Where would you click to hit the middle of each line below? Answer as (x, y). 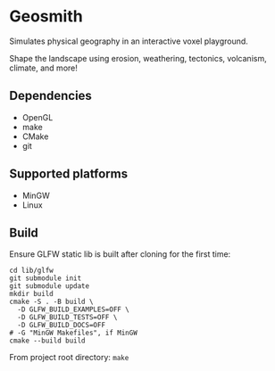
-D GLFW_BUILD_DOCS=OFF (61, 326)
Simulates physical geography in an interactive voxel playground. (129, 41)
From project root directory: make (69, 358)
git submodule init (46, 278)
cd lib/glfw (31, 271)
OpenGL (37, 117)
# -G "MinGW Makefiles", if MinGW (74, 333)
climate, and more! (44, 68)
